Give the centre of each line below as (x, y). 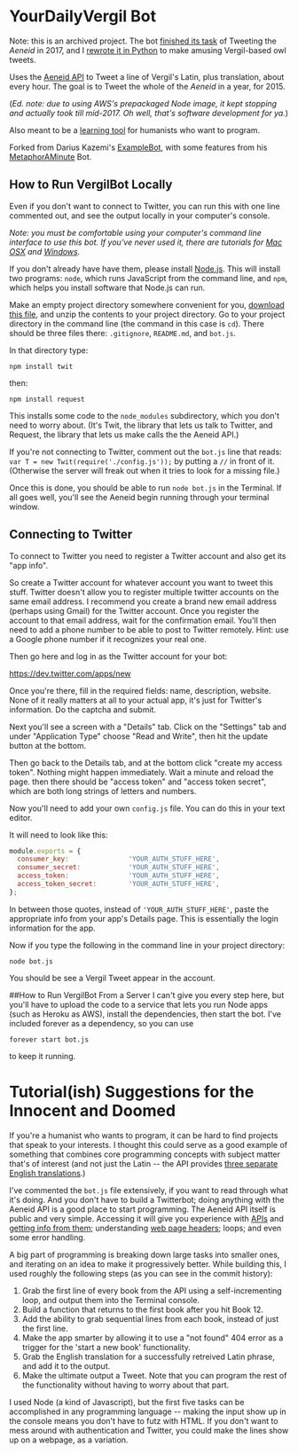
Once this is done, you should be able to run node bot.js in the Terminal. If (145, 487)
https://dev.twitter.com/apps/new (70, 673)
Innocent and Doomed (92, 1111)
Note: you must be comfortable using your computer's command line (135, 232)
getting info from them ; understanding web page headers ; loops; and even (145, 1228)
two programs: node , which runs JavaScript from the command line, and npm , (149, 278)
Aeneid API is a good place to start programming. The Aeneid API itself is (143, 1209)
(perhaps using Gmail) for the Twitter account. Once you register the (134, 610)
